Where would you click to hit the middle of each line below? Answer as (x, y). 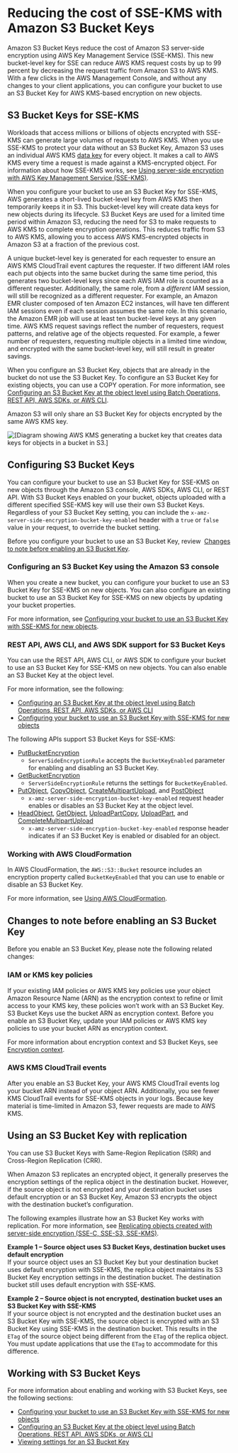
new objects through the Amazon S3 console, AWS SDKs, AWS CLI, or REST (119, 489)
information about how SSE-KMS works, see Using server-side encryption (116, 170)
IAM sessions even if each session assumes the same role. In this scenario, (117, 311)
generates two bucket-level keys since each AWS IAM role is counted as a (116, 280)
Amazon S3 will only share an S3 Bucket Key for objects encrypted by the (115, 414)
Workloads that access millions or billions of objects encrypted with (106, 132)
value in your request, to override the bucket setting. (84, 527)
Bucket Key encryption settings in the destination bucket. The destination (114, 1277)
